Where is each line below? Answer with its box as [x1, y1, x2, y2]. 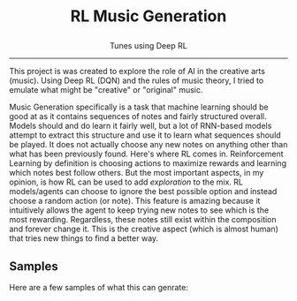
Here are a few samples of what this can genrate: [9, 282, 188, 292]
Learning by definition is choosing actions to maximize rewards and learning [9, 158, 287, 169]
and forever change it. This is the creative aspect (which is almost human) [9, 223, 278, 235]
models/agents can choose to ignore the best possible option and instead [9, 186, 278, 197]
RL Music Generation [70, 6, 227, 26]
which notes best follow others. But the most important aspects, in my [9, 168, 264, 178]
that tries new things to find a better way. [9, 233, 159, 244]
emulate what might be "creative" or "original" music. [9, 85, 203, 95]
